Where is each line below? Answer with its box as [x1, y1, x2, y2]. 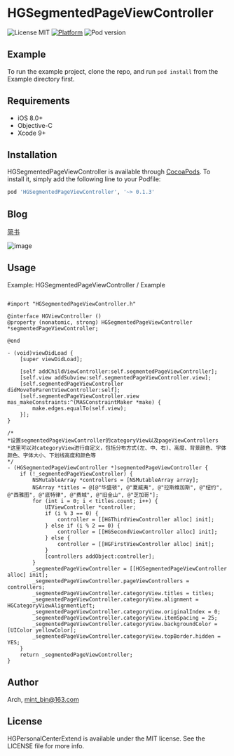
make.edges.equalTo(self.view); [32, 405, 128, 412]
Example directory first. [7, 74, 75, 83]
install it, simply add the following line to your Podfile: [7, 175, 161, 183]
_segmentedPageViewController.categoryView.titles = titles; [32, 589, 215, 597]
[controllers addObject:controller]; [44, 553, 156, 560]
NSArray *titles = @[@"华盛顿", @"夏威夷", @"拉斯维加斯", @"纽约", [32, 483, 223, 491]
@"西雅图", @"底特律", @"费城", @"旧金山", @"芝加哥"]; [7, 491, 159, 498]
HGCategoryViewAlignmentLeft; [7, 602, 96, 609]
